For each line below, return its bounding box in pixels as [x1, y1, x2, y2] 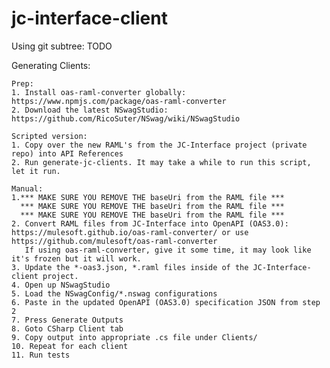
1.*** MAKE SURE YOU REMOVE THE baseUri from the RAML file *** [11, 192, 285, 202]
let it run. [11, 166, 61, 176]
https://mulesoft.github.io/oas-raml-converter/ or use [11, 227, 249, 237]
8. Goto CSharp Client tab [11, 323, 124, 334]
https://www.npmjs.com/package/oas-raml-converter [11, 96, 227, 106]
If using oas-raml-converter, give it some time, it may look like [24, 245, 312, 255]
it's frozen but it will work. [11, 253, 142, 264]
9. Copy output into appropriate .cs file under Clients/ [11, 332, 258, 342]
